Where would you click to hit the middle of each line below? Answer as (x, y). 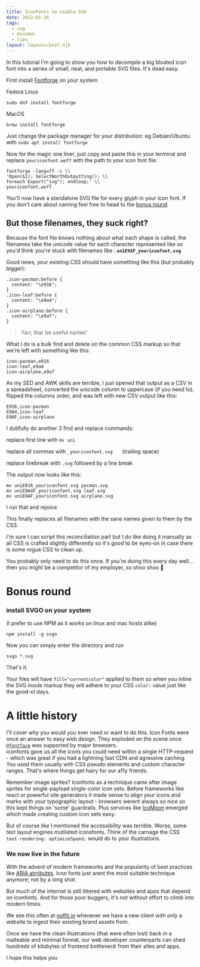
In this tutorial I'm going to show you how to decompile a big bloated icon (96, 62)
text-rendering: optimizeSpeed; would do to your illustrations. (84, 838)
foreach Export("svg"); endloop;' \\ (53, 181)
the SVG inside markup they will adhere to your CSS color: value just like (96, 686)
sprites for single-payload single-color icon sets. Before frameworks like (95, 789)
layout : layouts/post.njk (38, 46)
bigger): (16, 268)
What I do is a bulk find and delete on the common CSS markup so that (93, 344)
